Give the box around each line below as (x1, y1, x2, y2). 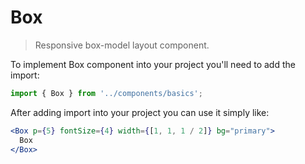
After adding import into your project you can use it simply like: (10, 106, 270, 118)
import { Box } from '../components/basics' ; (10, 88, 203, 98)
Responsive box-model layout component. (34, 39, 210, 51)
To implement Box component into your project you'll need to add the (10, 58, 296, 70)
